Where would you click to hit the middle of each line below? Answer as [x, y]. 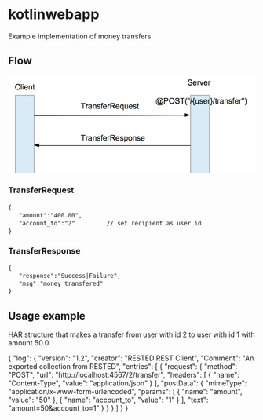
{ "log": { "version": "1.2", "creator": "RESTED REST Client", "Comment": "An [131, 358]
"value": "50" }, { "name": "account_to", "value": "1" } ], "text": [108, 400]
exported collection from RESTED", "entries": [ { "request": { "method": [123, 366]
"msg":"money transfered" [61, 284]
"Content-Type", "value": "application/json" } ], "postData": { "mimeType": [128, 383]
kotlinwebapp [54, 15]
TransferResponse [44, 250]
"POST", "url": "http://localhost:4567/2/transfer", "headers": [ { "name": [124, 374]
